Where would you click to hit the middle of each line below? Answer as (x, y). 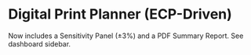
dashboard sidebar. (40, 43)
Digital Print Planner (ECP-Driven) (120, 14)
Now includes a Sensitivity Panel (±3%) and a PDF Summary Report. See (126, 36)
